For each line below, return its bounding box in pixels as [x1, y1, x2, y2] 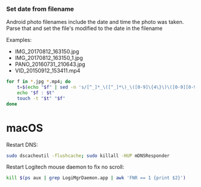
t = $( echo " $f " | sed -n [17, 85, 77, 91]
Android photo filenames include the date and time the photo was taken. [6, 19, 184, 26]
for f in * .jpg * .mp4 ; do [6, 79, 71, 85]
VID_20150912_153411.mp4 [14, 67, 81, 74]
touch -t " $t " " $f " [17, 95, 66, 101]
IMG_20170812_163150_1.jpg [14, 55, 83, 62]
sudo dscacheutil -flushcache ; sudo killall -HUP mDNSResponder [6, 152, 170, 159]
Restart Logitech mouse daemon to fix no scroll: [6, 164, 124, 171]
